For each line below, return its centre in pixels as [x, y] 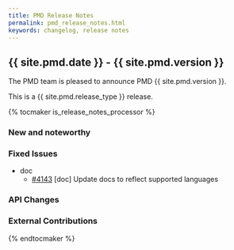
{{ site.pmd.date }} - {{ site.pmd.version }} [116, 62]
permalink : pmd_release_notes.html [67, 23]
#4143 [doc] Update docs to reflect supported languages [125, 180]
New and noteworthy [50, 133]
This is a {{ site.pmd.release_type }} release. [81, 97]
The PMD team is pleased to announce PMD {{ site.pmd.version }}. [117, 81]
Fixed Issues [33, 153]
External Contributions [53, 221]
